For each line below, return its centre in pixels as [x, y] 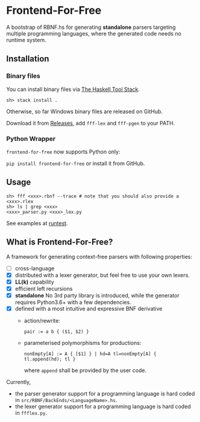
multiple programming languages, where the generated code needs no [94, 33]
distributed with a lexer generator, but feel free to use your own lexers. [102, 275]
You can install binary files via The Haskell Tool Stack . [73, 89]
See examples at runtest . [37, 223]
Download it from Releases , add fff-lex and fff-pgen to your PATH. [91, 123]
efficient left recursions [44, 288]
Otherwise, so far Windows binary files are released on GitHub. [85, 111]
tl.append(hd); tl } [50, 359]
